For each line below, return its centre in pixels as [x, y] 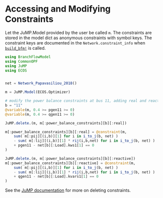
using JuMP [16, 66]
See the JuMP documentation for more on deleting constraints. [68, 190]
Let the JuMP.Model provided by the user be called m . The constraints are [78, 32]
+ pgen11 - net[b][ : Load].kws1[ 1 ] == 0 [54, 145]
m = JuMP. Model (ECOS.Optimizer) [38, 92]
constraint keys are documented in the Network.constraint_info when [75, 43]
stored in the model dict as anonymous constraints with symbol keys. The [79, 38]
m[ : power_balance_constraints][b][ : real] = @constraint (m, [66, 132]
